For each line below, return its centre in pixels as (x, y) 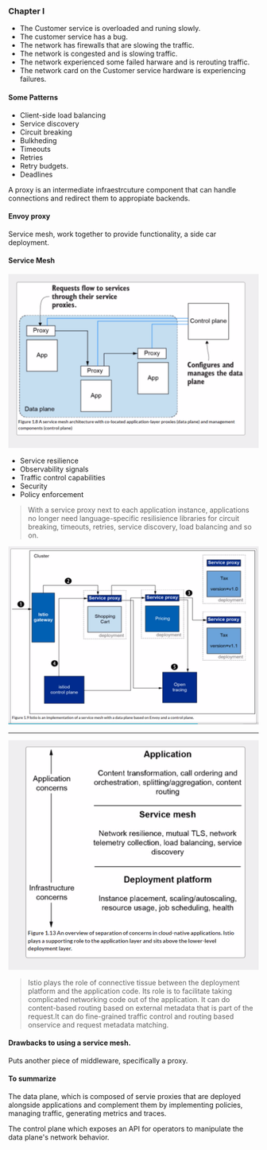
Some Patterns (33, 97)
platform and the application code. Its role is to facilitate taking (130, 991)
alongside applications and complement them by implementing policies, (126, 1105)
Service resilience (49, 461)
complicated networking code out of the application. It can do (129, 999)
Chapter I (27, 11)
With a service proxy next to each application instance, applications (138, 510)
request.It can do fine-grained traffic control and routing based (131, 1016)
